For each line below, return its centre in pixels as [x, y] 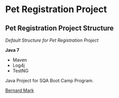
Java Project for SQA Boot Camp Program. [49, 80]
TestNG [21, 71]
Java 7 [12, 50]
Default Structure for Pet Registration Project [52, 40]
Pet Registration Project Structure [59, 28]
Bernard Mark [20, 90]
